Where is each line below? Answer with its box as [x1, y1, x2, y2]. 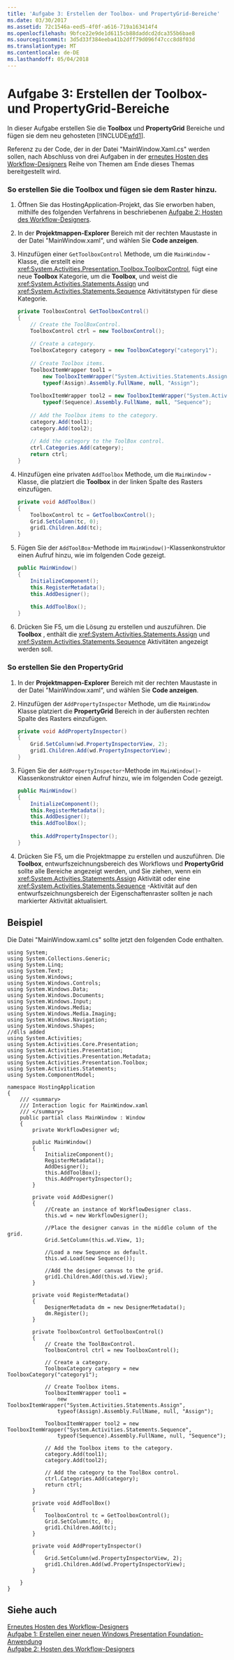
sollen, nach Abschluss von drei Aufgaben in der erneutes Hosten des [7, 152, 208, 161]
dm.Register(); [44, 1310, 89, 1317]
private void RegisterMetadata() [32, 1291, 130, 1298]
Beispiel [7, 917, 43, 929]
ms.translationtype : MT [7, 43, 77, 50]
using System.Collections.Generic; [7, 955, 111, 962]
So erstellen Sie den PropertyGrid [7, 662, 124, 672]
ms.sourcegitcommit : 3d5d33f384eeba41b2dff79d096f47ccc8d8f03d [7, 36, 196, 43]
